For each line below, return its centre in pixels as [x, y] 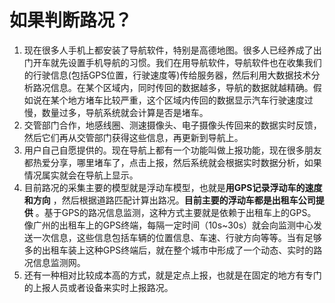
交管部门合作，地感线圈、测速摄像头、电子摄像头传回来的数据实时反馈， [172, 125]
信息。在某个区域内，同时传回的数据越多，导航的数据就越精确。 [182, 87]
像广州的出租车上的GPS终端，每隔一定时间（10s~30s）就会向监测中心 [168, 225]
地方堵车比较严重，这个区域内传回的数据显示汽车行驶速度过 [190, 100]
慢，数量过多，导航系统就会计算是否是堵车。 [116, 112]
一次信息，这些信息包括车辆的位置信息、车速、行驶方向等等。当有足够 [177, 237]
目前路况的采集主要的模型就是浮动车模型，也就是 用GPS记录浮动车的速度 [173, 187]
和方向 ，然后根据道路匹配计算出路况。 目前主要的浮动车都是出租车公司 [169, 200]
